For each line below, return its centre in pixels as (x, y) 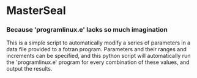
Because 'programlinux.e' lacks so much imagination (87, 30)
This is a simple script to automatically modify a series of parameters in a (98, 43)
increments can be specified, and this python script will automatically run (98, 56)
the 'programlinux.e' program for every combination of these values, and (98, 62)
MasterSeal (36, 11)
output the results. (29, 69)
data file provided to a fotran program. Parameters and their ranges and (96, 49)
